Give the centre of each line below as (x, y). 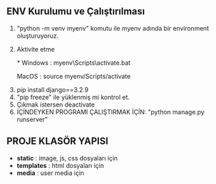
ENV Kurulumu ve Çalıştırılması (76, 11)
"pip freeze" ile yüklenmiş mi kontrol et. (73, 97)
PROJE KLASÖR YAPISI (57, 141)
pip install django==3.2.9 (52, 89)
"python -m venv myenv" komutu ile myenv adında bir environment (113, 28)
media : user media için (50, 173)
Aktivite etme (36, 49)
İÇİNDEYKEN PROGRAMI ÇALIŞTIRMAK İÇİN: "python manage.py (110, 112)
